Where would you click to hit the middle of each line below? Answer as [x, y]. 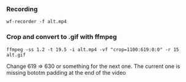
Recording [22, 9]
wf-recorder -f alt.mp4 [37, 22]
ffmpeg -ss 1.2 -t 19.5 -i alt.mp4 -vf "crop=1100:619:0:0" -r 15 [93, 50]
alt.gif [16, 55]
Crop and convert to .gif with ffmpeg [62, 37]
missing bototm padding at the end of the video [66, 72]
